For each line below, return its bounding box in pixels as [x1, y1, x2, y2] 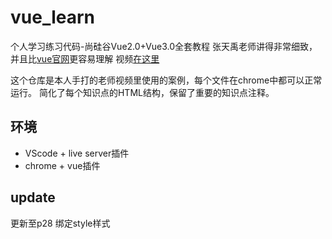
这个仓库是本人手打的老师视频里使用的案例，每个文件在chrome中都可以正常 [10, 74, 323, 86]
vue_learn [10, 6, 96, 29]
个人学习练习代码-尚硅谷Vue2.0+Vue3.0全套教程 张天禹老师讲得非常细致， [10, 40, 318, 52]
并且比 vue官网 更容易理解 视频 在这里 [10, 52, 160, 65]
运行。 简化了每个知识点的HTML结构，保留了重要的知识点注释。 [10, 86, 275, 98]
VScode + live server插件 [24, 147, 130, 159]
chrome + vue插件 [24, 159, 101, 171]
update [10, 189, 56, 206]
